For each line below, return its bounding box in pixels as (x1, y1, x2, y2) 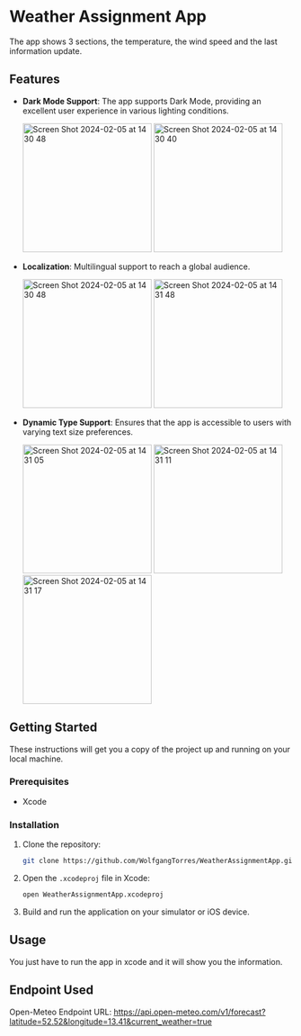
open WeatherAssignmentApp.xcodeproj (22, 890, 164, 899)
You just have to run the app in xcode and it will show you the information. (9, 956, 283, 967)
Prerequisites (9, 776, 69, 788)
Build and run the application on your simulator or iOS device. (22, 906, 250, 917)
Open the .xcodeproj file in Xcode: (22, 873, 150, 884)
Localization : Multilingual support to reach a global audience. (22, 261, 251, 272)
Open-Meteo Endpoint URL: (9, 1006, 112, 1017)
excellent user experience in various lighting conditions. (22, 105, 229, 116)
